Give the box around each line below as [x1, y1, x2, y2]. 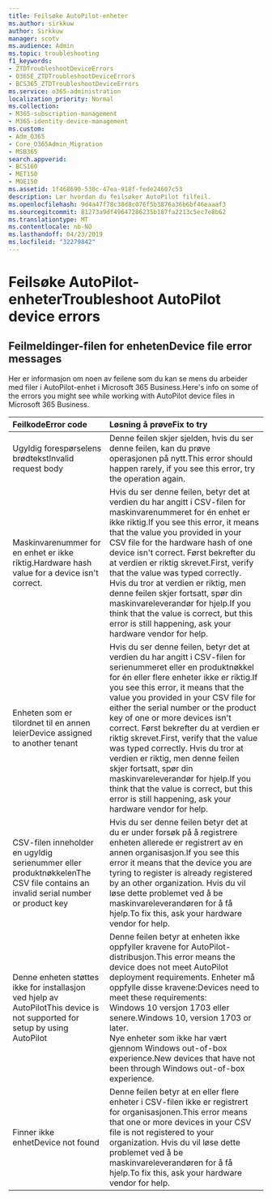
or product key [12, 897, 69, 909]
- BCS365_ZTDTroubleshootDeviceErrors [8, 79, 139, 88]
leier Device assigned [12, 727, 93, 739]
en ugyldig [12, 846, 53, 858]
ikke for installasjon [12, 982, 87, 993]
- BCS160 [8, 163, 38, 171]
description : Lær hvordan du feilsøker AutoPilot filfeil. [8, 192, 212, 201]
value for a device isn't [12, 567, 99, 578]
